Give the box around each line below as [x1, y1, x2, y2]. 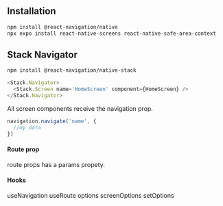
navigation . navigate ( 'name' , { [7, 118, 97, 125]
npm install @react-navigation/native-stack [7, 67, 137, 74]
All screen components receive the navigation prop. [7, 104, 153, 112]
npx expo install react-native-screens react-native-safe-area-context [7, 30, 216, 37]
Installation [7, 5, 56, 17]
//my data [13, 124, 41, 131]
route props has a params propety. [7, 160, 105, 168]
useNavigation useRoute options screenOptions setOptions [7, 191, 174, 199]
